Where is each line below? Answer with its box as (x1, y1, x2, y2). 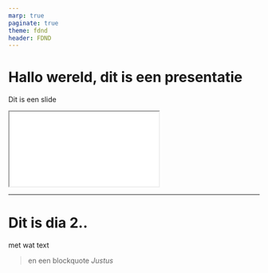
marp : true (8, 11, 45, 20)
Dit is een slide (8, 95, 57, 105)
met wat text (8, 240, 49, 250)
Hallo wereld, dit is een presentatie (8, 69, 243, 86)
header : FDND (8, 34, 52, 42)
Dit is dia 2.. (8, 214, 89, 232)
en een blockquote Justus (27, 256, 114, 266)
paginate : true (8, 19, 59, 27)
